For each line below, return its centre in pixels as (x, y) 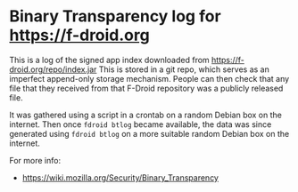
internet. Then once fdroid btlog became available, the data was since (141, 124)
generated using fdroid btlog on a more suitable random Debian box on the (149, 133)
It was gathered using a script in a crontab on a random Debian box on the (146, 115)
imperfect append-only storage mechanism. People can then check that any (149, 78)
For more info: (35, 160)
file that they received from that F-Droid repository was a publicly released (146, 88)
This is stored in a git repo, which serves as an (184, 69)
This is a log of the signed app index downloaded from (109, 60)
